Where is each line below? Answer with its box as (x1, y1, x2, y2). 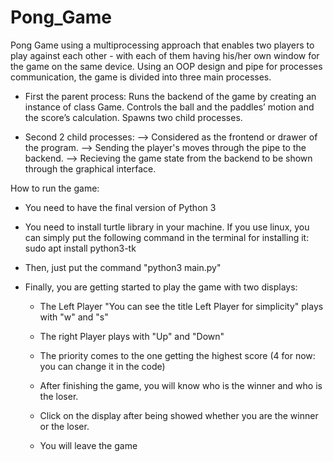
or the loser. (39, 420, 90, 432)
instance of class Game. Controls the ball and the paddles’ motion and (24, 101, 315, 113)
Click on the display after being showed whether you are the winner (39, 409, 319, 421)
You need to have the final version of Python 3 (24, 201, 217, 213)
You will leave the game (39, 439, 138, 451)
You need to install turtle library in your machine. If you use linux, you (24, 221, 310, 233)
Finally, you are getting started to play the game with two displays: (24, 281, 298, 293)
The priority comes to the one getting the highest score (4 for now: (39, 349, 316, 361)
